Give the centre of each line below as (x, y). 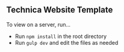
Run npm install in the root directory (61, 36)
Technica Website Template (60, 10)
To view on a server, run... (39, 24)
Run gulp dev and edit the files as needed (67, 42)
